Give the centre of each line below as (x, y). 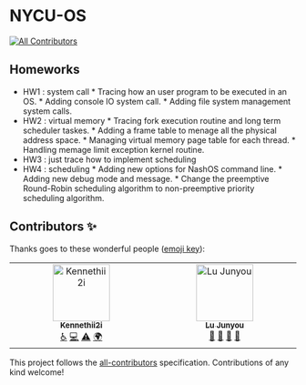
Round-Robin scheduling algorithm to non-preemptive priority (138, 188)
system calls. (47, 111)
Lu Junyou (224, 325)
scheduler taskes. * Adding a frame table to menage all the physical (150, 130)
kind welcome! (37, 372)
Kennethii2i (81, 325)
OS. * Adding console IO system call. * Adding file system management (157, 101)
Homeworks (45, 70)
